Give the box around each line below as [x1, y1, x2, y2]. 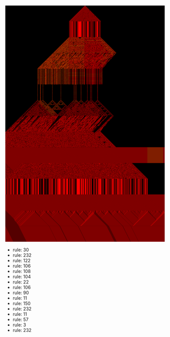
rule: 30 [12, 247, 29, 253]
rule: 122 [12, 258, 31, 264]
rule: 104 [12, 273, 31, 280]
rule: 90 [12, 290, 29, 296]
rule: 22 [12, 279, 29, 285]
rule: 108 [12, 268, 31, 274]
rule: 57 [12, 316, 29, 323]
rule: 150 [12, 301, 31, 307]
